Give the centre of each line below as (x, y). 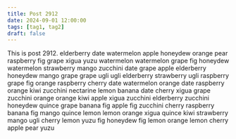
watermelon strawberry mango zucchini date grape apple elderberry (107, 68)
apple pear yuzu (31, 128)
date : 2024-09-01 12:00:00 (47, 20)
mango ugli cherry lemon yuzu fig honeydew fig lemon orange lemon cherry (118, 121)
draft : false (26, 33)
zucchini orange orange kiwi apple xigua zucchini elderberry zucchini (108, 98)
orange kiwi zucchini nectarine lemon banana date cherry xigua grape (109, 91)
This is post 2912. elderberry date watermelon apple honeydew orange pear (118, 53)
